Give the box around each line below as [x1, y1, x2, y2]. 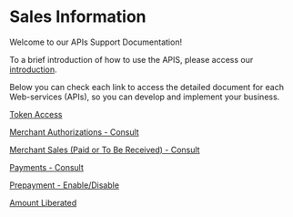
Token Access [9, 108, 63, 119]
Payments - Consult [9, 161, 85, 172]
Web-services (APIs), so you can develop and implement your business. [9, 91, 280, 102]
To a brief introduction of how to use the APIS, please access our [9, 54, 254, 65]
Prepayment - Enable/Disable [9, 180, 120, 191]
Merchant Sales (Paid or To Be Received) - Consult [9, 144, 200, 155]
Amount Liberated [9, 197, 77, 208]
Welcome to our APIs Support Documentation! [9, 36, 183, 47]
